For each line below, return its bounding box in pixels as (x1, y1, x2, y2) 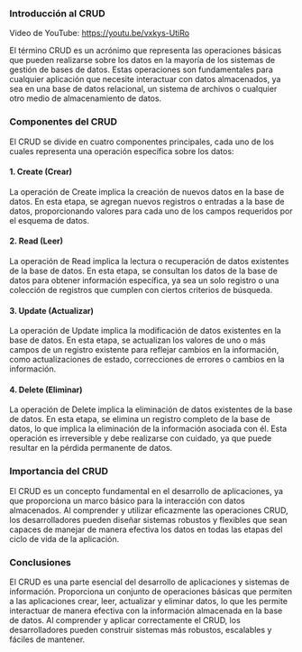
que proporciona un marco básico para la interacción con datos (9, 495, 245, 506)
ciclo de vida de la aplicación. (9, 533, 120, 544)
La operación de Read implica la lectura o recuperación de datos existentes (9, 256, 289, 266)
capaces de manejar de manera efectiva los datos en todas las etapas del (9, 524, 283, 535)
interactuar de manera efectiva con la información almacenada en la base (9, 605, 283, 616)
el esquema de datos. (9, 215, 90, 225)
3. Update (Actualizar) (9, 305, 95, 316)
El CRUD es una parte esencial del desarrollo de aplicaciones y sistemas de (9, 576, 290, 587)
